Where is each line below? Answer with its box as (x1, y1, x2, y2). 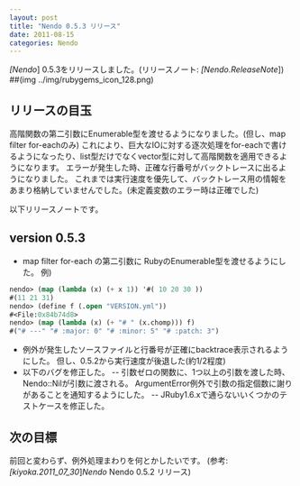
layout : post (9, 13, 59, 23)
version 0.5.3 (9, 231, 86, 246)
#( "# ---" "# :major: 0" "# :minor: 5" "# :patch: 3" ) (9, 326, 220, 336)
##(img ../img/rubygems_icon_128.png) (9, 74, 155, 86)
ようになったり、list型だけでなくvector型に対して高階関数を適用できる (16, 151, 280, 162)
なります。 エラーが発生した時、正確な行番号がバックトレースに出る (24, 162, 279, 173)
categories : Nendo (9, 38, 78, 48)
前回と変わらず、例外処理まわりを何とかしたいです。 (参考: (9, 454, 228, 465)
